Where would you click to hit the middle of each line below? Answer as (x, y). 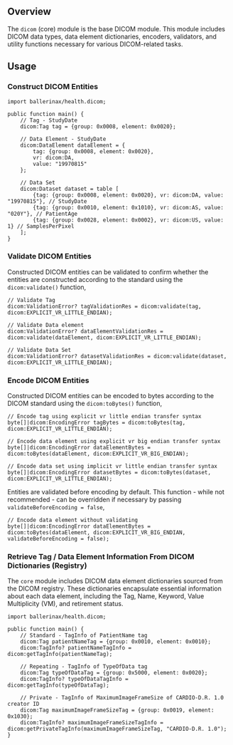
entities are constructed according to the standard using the (95, 279)
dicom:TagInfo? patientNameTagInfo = (76, 648)
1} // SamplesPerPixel (41, 226)
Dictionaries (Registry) (47, 566)
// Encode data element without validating (73, 520)
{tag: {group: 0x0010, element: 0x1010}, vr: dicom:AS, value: (128, 207)
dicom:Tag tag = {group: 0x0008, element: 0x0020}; (98, 126)
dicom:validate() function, (47, 287)
